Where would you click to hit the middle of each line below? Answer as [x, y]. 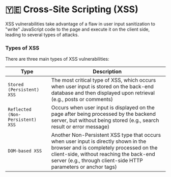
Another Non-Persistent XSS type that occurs [106, 135]
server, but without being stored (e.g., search [105, 120]
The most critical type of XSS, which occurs [104, 80]
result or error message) [80, 127]
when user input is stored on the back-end [103, 87]
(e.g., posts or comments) [82, 99]
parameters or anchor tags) [84, 167]
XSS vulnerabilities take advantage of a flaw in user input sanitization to [80, 23]
